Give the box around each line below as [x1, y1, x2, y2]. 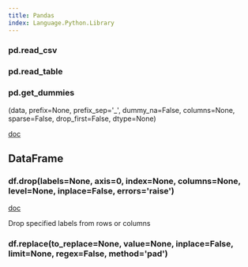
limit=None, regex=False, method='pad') [8, 248, 168, 259]
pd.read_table [8, 66, 63, 77]
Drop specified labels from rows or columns [8, 219, 151, 228]
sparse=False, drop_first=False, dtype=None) [8, 114, 156, 123]
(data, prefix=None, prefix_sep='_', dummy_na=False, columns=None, [8, 105, 235, 115]
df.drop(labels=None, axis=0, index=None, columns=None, [8, 175, 241, 186]
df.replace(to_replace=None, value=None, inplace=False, [8, 239, 234, 250]
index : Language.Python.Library [8, 19, 115, 27]
